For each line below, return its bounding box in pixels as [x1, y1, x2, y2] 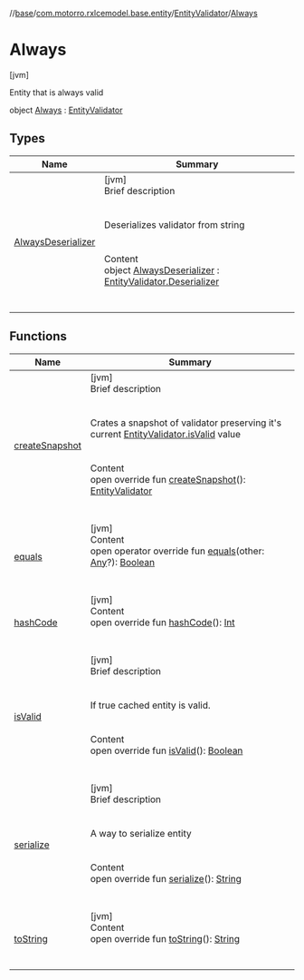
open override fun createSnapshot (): [90, 473, 246, 485]
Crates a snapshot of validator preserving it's [90, 416, 282, 429]
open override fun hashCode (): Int [90, 616, 235, 629]
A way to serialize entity [90, 827, 192, 839]
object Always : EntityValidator [9, 104, 123, 115]
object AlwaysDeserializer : [103, 263, 220, 276]
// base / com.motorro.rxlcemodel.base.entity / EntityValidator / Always [9, 8, 258, 18]
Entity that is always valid [9, 86, 104, 98]
